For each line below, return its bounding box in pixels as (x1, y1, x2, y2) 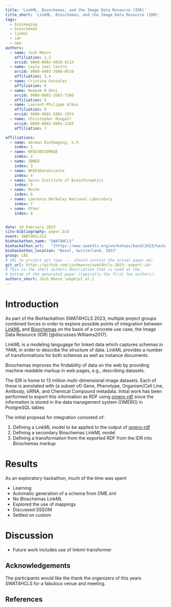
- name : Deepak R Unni (10, 88, 58, 93)
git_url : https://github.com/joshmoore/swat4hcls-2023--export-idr (5, 262, 152, 267)
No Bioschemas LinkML (12, 495, 63, 502)
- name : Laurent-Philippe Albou (10, 102, 79, 107)
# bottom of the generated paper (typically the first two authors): (5, 272, 156, 277)
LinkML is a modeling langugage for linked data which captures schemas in (5, 341, 163, 347)
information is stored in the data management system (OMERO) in (5, 399, 144, 405)
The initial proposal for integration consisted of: (5, 414, 105, 420)
